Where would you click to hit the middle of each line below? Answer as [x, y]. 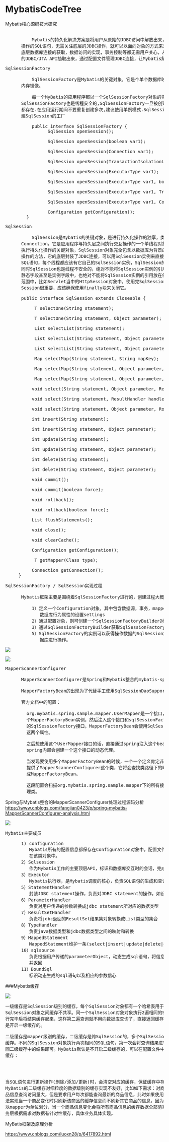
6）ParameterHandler [46, 900]
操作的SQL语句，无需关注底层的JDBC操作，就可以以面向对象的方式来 [92, 46]
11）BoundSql [36, 969]
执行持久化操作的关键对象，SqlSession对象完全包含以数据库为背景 [92, 250]
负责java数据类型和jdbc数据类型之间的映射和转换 [81, 931]
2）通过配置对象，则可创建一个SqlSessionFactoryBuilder [96, 621]
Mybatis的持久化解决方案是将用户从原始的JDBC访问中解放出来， [99, 40]
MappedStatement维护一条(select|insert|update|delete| [96, 944]
